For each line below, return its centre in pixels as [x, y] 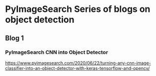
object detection [40, 20]
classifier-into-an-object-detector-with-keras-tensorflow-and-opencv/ [78, 68]
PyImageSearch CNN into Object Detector [57, 52]
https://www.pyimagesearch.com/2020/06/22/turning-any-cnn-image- [78, 63]
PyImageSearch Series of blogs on [78, 9]
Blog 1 [14, 38]
